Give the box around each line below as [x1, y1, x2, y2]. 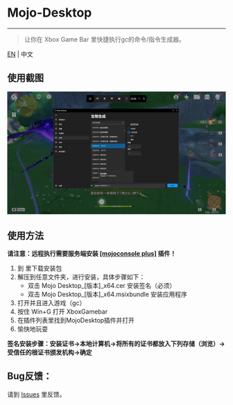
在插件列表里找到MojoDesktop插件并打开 [17, 316, 135, 325]
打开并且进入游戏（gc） [17, 299, 86, 307]
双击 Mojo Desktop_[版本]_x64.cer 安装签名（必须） [27, 282, 176, 290]
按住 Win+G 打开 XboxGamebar [17, 307, 108, 316]
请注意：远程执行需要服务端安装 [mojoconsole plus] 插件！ [7, 250, 177, 258]
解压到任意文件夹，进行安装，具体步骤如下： [17, 273, 146, 282]
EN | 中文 [7, 50, 33, 58]
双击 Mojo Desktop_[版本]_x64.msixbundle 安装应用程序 [27, 290, 187, 299]
